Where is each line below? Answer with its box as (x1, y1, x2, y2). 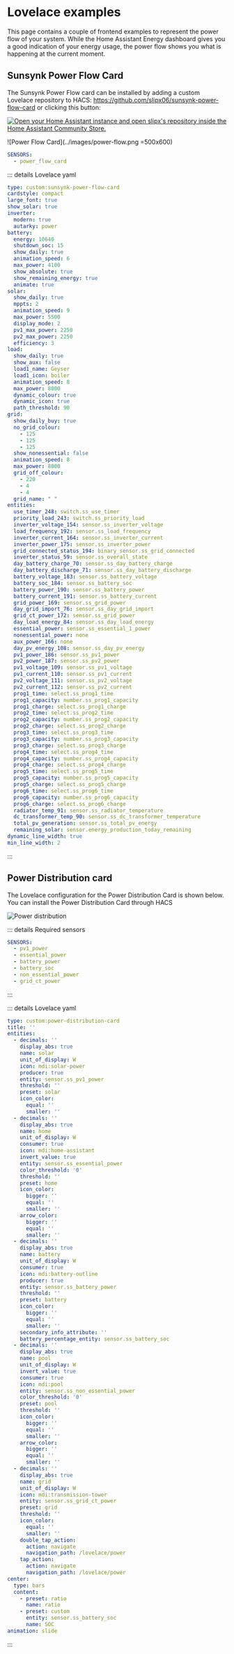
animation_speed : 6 (13, 256, 70, 263)
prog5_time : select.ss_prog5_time (13, 768, 114, 775)
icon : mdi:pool (19, 1380, 64, 1388)
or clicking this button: (37, 103, 101, 112)
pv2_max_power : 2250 (13, 333, 73, 340)
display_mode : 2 (13, 320, 61, 327)
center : (7, 1575, 30, 1582)
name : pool (19, 1355, 52, 1362)
